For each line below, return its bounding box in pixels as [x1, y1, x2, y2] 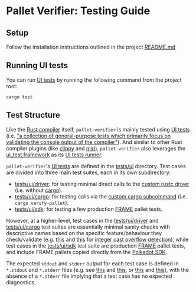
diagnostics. [6, 278, 36, 285]
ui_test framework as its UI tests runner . [6, 151, 103, 158]
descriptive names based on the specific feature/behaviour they [6, 229, 162, 236]
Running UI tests [6, 60, 68, 70]
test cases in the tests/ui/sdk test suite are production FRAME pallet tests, [6, 242, 186, 249]
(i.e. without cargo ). [14, 187, 63, 194]
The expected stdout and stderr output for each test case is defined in [6, 259, 179, 267]
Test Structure [6, 110, 61, 120]
